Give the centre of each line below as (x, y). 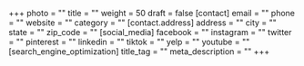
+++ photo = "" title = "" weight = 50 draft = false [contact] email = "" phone (152, 13)
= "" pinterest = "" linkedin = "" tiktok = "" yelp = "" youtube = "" (129, 42)
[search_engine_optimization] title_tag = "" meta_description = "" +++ (139, 52)
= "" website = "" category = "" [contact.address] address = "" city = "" (142, 23)
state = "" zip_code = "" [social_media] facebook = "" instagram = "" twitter (150, 32)
